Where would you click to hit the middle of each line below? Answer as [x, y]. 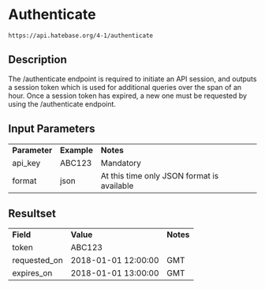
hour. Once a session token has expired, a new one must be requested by [127, 96]
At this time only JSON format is [160, 175]
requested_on [37, 261]
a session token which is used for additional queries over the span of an [125, 87]
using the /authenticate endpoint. [62, 103]
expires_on [32, 273]
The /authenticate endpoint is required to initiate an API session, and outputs [132, 79]
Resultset [32, 214]
